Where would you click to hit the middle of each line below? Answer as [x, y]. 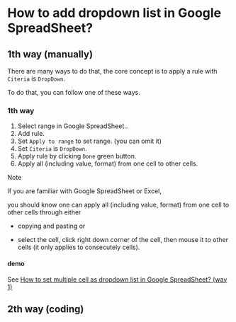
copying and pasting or [51, 226]
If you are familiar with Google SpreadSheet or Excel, [84, 191]
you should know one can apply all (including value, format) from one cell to [118, 205]
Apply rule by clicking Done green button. [77, 156]
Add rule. [31, 134]
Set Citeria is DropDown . [52, 149]
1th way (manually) [50, 54]
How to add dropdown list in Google [114, 13]
